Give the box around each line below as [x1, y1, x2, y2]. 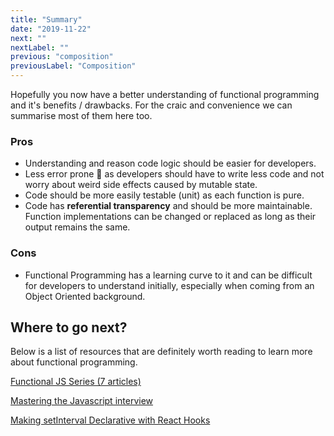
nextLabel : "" [10, 42, 70, 53]
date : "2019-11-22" [10, 24, 92, 34]
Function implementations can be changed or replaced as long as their [24, 211, 317, 223]
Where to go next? [10, 319, 128, 336]
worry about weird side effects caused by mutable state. [24, 179, 258, 191]
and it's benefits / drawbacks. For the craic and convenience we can [10, 99, 293, 111]
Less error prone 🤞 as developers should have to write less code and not [24, 168, 325, 180]
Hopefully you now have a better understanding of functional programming [10, 89, 320, 100]
